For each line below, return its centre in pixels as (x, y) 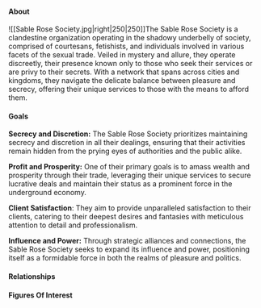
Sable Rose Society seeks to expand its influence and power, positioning (129, 249)
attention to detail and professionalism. (73, 225)
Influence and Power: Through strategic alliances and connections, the (127, 241)
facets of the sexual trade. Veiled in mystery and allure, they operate (122, 55)
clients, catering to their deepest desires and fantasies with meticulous (126, 217)
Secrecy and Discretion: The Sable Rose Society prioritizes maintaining (128, 134)
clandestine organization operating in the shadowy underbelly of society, (130, 38)
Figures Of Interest (40, 295)
